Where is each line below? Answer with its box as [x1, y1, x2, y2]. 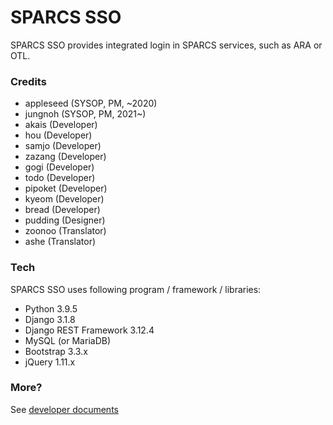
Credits [10, 74, 47, 88]
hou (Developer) [24, 129, 93, 141]
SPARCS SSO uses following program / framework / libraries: [10, 283, 262, 295]
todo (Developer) [24, 172, 96, 184]
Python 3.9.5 [24, 302, 78, 315]
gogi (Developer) [24, 161, 95, 173]
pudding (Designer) [24, 214, 106, 226]
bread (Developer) [24, 204, 101, 216]
